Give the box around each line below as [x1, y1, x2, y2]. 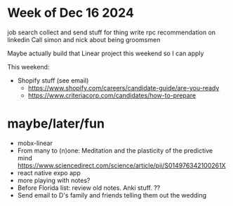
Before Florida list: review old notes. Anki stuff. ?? [17, 184, 161, 192]
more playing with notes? [17, 176, 91, 184]
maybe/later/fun [7, 116, 105, 132]
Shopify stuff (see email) [17, 76, 89, 85]
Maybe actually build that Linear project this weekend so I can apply [7, 49, 204, 57]
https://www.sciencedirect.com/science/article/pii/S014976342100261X [17, 161, 226, 170]
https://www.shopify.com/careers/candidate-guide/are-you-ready [27, 83, 220, 92]
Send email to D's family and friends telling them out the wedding [17, 191, 207, 199]
